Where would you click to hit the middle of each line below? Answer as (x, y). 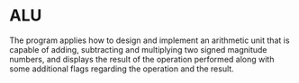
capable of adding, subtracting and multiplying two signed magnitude (138, 49)
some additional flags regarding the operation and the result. (122, 69)
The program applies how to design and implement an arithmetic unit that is (149, 40)
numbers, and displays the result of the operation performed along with (142, 59)
